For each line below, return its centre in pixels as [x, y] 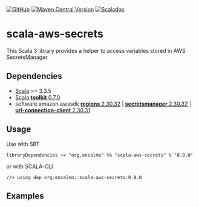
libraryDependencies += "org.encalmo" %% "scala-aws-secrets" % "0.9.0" [100, 155]
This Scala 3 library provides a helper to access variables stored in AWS [96, 50]
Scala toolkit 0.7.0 [38, 97]
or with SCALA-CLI [30, 166]
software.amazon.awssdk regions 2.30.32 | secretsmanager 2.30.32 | [103, 104]
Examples [25, 196]
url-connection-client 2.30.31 [53, 110]
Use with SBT [23, 144]
